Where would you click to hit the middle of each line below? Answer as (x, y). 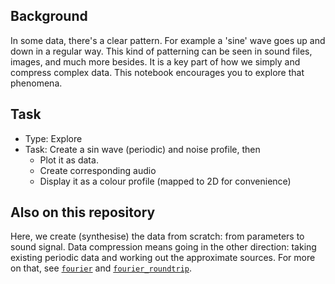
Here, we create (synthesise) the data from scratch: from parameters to (157, 236)
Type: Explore (53, 138)
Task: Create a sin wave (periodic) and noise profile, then (142, 149)
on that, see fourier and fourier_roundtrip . (101, 268)
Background (49, 16)
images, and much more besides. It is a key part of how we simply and (155, 61)
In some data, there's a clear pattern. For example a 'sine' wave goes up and (168, 40)
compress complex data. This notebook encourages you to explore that (157, 72)
